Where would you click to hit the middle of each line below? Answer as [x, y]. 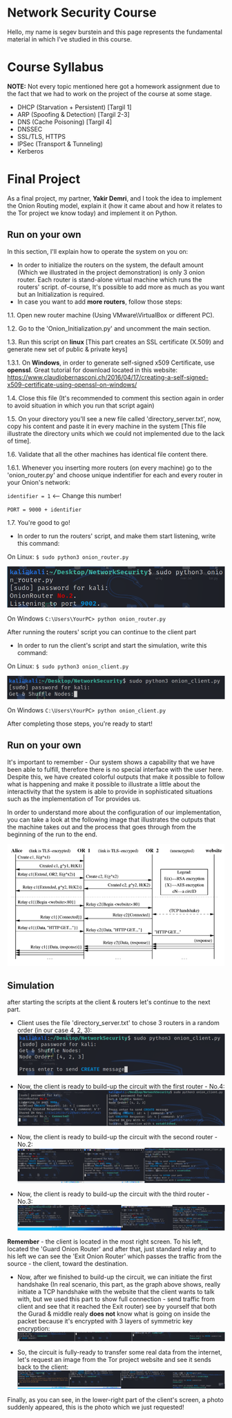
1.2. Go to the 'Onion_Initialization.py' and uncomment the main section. [109, 328]
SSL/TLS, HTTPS [41, 136]
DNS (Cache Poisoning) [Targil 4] [65, 122]
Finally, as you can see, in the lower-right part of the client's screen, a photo [116, 1399]
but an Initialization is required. [61, 294]
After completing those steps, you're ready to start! [80, 724]
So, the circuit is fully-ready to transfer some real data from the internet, [119, 1352]
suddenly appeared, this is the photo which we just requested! [96, 1407]
